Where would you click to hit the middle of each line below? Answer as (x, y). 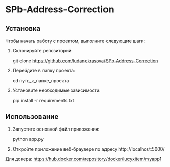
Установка (23, 29)
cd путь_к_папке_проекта (41, 80)
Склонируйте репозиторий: (42, 51)
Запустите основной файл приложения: (56, 129)
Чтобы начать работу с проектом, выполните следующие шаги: (75, 41)
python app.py (28, 139)
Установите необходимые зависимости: (57, 90)
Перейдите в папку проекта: (44, 71)
